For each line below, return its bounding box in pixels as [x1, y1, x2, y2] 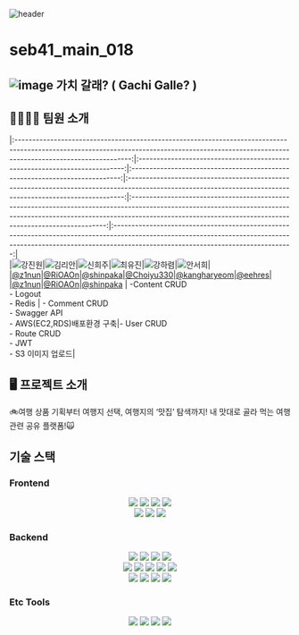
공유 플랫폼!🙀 [25, 420, 75, 431]
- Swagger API [9, 308, 63, 318]
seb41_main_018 [9, 40, 134, 60]
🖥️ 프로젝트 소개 [9, 377, 87, 393]
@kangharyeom [175, 269, 235, 281]
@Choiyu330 [124, 269, 174, 281]
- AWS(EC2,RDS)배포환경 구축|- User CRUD [9, 318, 168, 329]
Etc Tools [9, 596, 51, 608]
